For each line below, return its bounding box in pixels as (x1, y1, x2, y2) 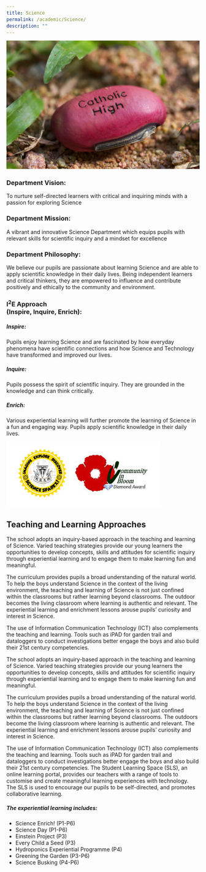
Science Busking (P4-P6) (15, 859, 80, 866)
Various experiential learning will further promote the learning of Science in (6, 417, 196, 424)
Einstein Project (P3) (15, 833, 67, 840)
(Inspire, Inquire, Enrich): (6, 308, 82, 316)
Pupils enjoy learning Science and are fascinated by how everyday (6, 338, 175, 346)
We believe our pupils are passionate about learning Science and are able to (6, 263, 199, 271)
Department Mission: (6, 214, 71, 223)
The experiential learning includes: (6, 804, 98, 811)
